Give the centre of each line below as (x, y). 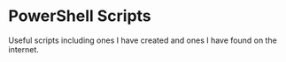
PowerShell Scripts (80, 16)
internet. (23, 49)
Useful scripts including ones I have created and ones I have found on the (143, 40)
